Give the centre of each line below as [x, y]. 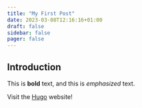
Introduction [34, 67]
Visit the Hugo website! [40, 96]
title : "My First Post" [41, 13]
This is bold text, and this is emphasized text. [71, 83]
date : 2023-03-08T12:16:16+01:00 [55, 20]
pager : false [26, 39]
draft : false [26, 26]
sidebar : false [29, 33]
